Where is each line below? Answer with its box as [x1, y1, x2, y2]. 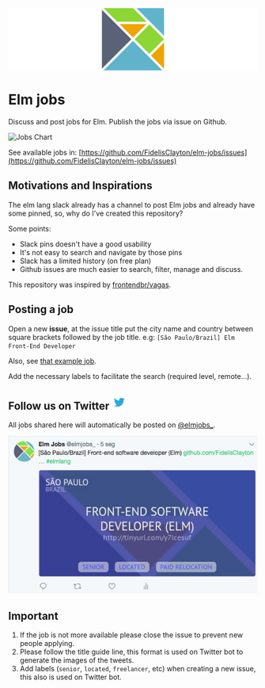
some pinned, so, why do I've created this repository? [8, 208, 184, 218]
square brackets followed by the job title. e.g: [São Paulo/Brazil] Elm [8, 332, 235, 342]
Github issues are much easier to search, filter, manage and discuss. [19, 264, 244, 273]
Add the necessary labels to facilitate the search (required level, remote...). [8, 371, 252, 380]
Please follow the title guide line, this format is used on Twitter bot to [19, 647, 244, 656]
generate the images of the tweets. [19, 656, 134, 665]
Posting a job [8, 303, 74, 316]
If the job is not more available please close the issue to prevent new [19, 630, 244, 640]
